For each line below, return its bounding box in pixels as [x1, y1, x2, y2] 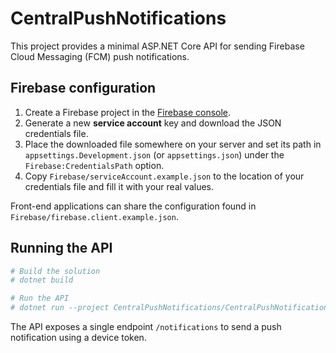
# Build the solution [10, 266, 101, 276]
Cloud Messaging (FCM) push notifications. [10, 50, 190, 62]
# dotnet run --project [10, 303, 110, 313]
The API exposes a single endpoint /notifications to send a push [10, 321, 282, 333]
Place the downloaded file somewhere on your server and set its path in [24, 138, 322, 150]
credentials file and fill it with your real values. [24, 180, 215, 192]
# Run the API [10, 293, 70, 304]
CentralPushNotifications [10, 7, 227, 30]
